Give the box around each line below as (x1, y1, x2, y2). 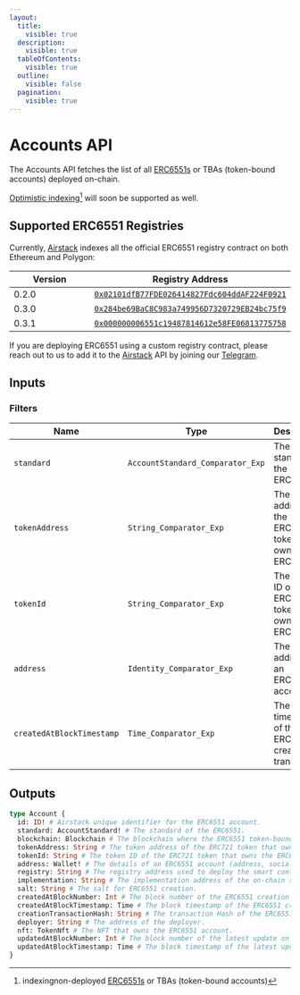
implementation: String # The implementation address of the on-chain (17, 876, 286, 885)
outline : (17, 72, 50, 80)
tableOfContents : (17, 55, 82, 63)
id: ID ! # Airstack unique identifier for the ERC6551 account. (17, 818, 262, 827)
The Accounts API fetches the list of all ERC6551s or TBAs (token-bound (9, 164, 275, 175)
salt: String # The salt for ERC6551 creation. (17, 884, 198, 894)
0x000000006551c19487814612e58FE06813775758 (94, 318, 287, 328)
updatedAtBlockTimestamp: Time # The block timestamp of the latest (17, 942, 278, 952)
